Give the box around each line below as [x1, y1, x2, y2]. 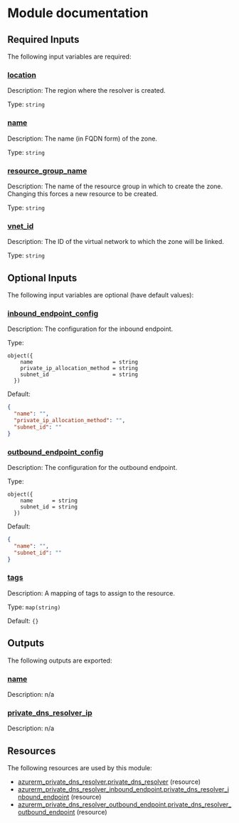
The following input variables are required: [7, 52, 132, 61]
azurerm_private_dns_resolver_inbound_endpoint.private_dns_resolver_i [17, 784, 230, 793]
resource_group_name [7, 165, 87, 175]
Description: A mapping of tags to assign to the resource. [7, 588, 176, 597]
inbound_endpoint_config [7, 308, 98, 318]
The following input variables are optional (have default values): [7, 291, 194, 299]
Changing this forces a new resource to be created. [7, 189, 159, 198]
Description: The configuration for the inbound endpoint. [7, 324, 174, 333]
